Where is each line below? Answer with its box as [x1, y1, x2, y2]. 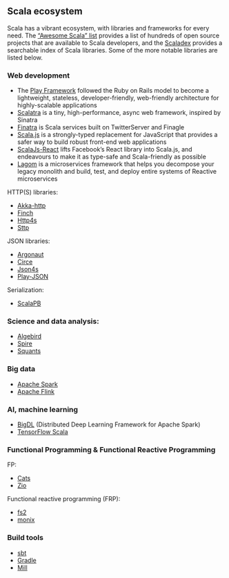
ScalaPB [17, 299, 41, 307]
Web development [7, 71, 70, 80]
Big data [7, 364, 36, 374]
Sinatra [17, 116, 38, 124]
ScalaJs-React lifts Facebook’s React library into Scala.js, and [17, 145, 192, 154]
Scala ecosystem [7, 6, 83, 17]
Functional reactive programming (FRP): [7, 495, 121, 503]
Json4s [17, 265, 39, 273]
